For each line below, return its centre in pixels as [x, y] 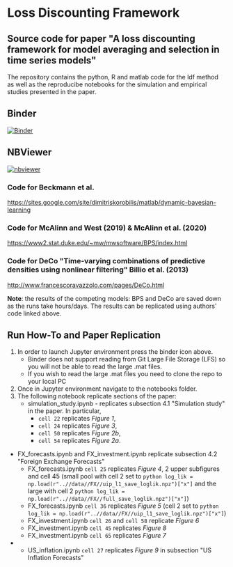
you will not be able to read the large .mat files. [95, 366]
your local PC [47, 382]
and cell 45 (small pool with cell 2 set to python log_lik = [110, 476]
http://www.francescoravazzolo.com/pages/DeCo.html [86, 285]
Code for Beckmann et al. [51, 187]
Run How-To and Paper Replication [84, 335]
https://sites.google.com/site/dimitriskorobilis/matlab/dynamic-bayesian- [112, 202]
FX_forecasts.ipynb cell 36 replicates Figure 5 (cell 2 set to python [123, 506]
